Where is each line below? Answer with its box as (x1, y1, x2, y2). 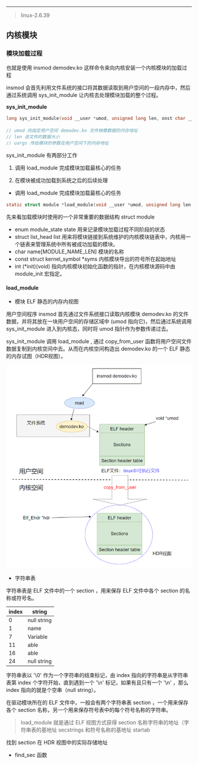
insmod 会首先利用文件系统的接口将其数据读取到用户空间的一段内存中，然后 (6, 84, 191, 91)
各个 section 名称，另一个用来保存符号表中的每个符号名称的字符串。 (6, 706, 172, 713)
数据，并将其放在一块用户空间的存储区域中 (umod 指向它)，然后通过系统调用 (6, 318, 192, 325)
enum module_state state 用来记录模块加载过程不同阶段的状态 (14, 226, 166, 233)
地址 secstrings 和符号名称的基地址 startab (46, 726, 150, 733)
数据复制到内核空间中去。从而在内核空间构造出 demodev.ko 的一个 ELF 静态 (6, 345, 190, 352)
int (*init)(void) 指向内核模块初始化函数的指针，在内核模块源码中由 (14, 262, 176, 269)
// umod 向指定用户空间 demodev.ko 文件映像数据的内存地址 (6, 128, 138, 134)
